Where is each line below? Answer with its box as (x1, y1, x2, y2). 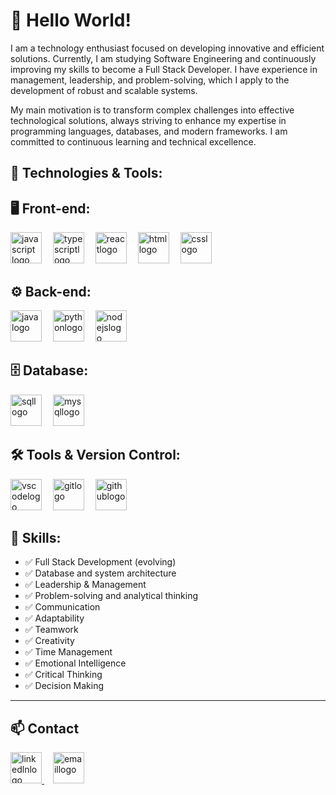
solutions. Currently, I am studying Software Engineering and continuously (10, 52, 317, 64)
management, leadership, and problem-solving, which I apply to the (10, 74, 290, 86)
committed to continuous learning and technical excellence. (10, 135, 257, 148)
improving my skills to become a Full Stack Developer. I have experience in (10, 63, 318, 75)
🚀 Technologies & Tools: (10, 165, 163, 182)
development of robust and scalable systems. (10, 84, 198, 96)
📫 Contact (10, 720, 80, 737)
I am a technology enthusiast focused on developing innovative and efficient (10, 42, 325, 54)
